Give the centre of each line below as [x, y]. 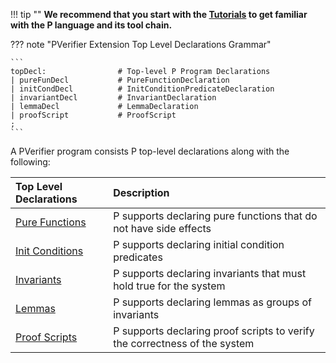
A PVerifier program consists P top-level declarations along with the [150, 151]
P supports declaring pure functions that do [215, 216]
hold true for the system [169, 286]
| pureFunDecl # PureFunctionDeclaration [120, 80]
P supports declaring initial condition [199, 244]
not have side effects [162, 228]
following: [30, 162]
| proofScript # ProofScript [93, 115]
